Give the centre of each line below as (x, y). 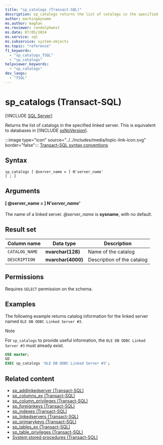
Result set (21, 230)
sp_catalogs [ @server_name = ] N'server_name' (54, 172)
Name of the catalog (111, 252)
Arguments (23, 191)
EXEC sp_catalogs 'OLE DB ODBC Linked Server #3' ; (58, 363)
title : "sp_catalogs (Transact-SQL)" (43, 10)
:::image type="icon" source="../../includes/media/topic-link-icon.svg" (76, 140)
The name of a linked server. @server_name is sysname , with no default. (79, 214)
